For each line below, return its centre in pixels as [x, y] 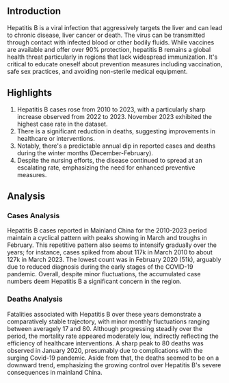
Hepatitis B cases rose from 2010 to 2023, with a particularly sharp [111, 109]
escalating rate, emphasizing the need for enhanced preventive [106, 168]
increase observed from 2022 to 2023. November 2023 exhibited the [114, 116]
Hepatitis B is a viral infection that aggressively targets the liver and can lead [115, 27]
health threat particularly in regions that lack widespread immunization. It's [112, 57]
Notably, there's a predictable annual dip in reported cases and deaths [116, 146]
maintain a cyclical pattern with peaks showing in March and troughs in [107, 238]
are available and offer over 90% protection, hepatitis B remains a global [109, 49]
